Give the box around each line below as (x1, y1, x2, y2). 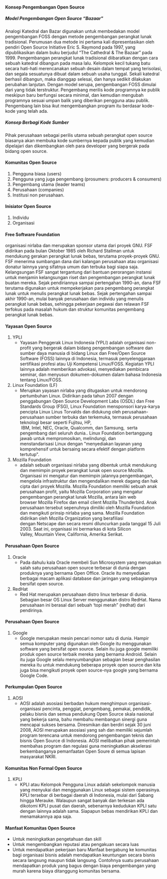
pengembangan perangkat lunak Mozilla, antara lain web (19, 494, 137, 500)
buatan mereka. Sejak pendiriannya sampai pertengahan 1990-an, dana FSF (5, 280, 161, 286)
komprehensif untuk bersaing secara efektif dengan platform (19, 446, 145, 452)
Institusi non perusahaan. (12, 192, 65, 198)
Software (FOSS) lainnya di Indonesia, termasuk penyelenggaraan (19, 356, 156, 362)
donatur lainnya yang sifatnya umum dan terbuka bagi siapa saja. (5, 264, 139, 270)
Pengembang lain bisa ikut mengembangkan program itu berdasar (5, 103, 141, 109)
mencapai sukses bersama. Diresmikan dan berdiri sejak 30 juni (19, 722, 151, 728)
